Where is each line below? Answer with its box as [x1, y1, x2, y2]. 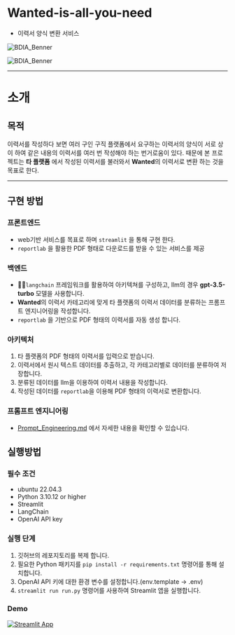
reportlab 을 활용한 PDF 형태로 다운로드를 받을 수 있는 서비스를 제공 [17, 244, 205, 252]
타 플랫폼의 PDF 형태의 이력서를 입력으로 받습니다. [17, 352, 155, 360]
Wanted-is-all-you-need [7, 5, 152, 21]
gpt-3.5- [199, 280, 226, 289]
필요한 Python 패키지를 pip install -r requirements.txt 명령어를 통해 [17, 559, 218, 568]
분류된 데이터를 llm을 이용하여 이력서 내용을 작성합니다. [17, 378, 168, 387]
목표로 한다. [7, 166, 40, 175]
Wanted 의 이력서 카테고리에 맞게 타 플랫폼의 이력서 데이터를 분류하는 [17, 298, 207, 306]
